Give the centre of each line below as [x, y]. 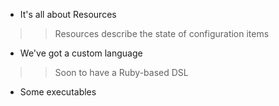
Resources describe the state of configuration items [162, 33]
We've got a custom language [81, 53]
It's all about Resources [68, 14]
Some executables [58, 92]
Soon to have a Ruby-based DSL [121, 72]
